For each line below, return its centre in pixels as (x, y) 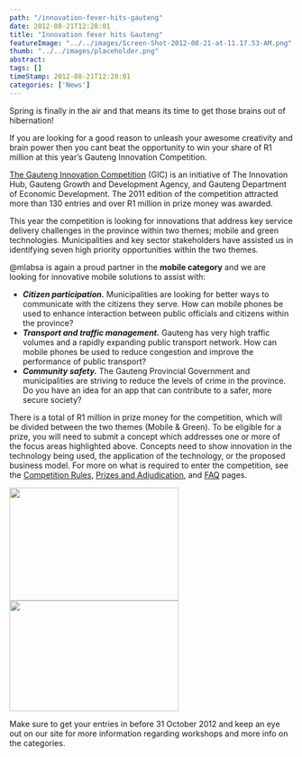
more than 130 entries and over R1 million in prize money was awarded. (141, 203)
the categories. (37, 743)
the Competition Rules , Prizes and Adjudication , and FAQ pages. (128, 474)
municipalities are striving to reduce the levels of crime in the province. (154, 380)
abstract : (28, 60)
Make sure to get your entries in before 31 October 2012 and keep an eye (145, 724)
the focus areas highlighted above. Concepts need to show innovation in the (151, 446)
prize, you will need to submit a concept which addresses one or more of (145, 436)
